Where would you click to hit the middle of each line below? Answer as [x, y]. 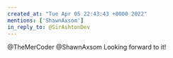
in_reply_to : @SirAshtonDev [49, 27]
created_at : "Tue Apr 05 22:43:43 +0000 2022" [77, 14]
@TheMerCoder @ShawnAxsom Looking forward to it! [87, 47]
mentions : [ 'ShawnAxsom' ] [45, 21]
